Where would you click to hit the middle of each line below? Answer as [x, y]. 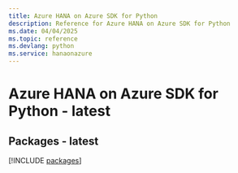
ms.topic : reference [43, 39]
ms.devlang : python [41, 46]
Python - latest [60, 111]
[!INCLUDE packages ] [45, 160]
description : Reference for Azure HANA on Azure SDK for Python [119, 24]
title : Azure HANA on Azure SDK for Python [83, 16]
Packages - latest [54, 141]
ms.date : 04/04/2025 [43, 31]
